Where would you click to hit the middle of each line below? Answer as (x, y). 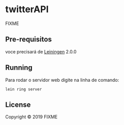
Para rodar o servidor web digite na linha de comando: (62, 80)
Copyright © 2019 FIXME (32, 117)
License (18, 104)
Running (19, 68)
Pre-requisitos (29, 39)
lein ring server (24, 89)
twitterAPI (27, 9)
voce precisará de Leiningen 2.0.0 (41, 51)
